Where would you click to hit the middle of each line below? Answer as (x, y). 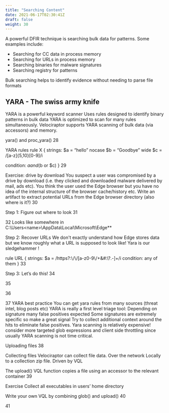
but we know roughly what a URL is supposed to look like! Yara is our (78, 243)
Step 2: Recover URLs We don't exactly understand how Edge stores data (82, 237)
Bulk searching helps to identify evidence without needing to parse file (79, 80)
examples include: (24, 44)
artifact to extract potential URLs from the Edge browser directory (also (80, 197)
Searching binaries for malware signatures (57, 65)
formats (13, 86)
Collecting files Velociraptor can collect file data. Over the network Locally (83, 356)
